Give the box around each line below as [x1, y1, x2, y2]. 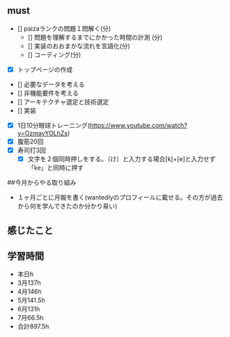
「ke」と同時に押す [27, 163, 84, 172]
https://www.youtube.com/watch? [89, 121, 187, 129]
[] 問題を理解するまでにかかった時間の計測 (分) [27, 33, 162, 41]
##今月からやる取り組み [7, 179, 77, 187]
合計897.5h [17, 322, 49, 331]
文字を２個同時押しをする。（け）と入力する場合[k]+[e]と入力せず [27, 155, 216, 163]
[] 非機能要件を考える [17, 89, 79, 97]
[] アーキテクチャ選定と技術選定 [17, 97, 109, 106]
